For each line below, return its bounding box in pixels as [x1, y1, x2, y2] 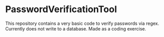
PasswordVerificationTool [5, 4, 117, 15]
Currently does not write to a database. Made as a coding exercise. [5, 25, 147, 31]
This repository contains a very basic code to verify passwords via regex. [5, 20, 159, 26]
